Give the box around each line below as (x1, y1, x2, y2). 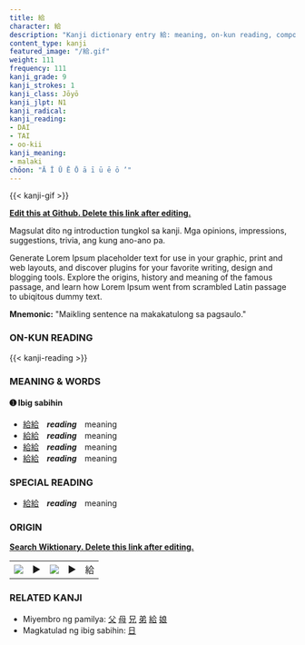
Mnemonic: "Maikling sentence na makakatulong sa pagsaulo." (9, 309, 247, 320)
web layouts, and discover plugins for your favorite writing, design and (9, 263, 273, 273)
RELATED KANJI (9, 591, 83, 604)
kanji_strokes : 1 (9, 81, 75, 90)
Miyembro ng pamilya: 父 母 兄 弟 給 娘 (22, 613, 168, 624)
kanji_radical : (9, 106, 67, 115)
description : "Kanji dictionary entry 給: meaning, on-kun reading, (9, 30, 272, 39)
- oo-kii (9, 140, 43, 149)
